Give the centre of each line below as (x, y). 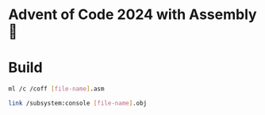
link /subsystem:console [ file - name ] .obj (78, 103)
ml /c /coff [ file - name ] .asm (56, 89)
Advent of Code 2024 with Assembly (132, 15)
